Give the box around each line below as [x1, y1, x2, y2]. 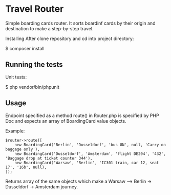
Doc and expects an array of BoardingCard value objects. [5, 118, 126, 124]
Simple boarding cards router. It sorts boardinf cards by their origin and [5, 20, 156, 26]
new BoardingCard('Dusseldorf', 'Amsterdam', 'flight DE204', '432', [14, 151, 166, 157]
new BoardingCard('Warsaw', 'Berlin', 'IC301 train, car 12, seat [14, 160, 159, 165]
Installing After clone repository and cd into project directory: [5, 35, 134, 42]
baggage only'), [5, 147, 40, 152]
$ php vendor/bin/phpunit [5, 84, 60, 90]
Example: [5, 128, 25, 134]
